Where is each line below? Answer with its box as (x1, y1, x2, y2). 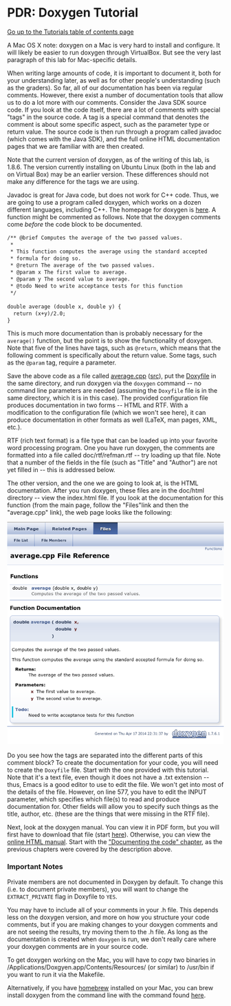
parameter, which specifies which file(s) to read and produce (7, 794, 180, 803)
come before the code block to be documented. (7, 220, 143, 228)
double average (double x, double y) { (7, 303, 122, 310)
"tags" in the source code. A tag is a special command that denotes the (7, 112, 210, 121)
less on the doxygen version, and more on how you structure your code (7, 913, 210, 921)
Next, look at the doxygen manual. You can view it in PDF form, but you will (7, 823, 220, 831)
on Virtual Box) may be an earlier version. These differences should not (7, 170, 209, 178)
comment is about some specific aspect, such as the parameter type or (7, 120, 210, 128)
